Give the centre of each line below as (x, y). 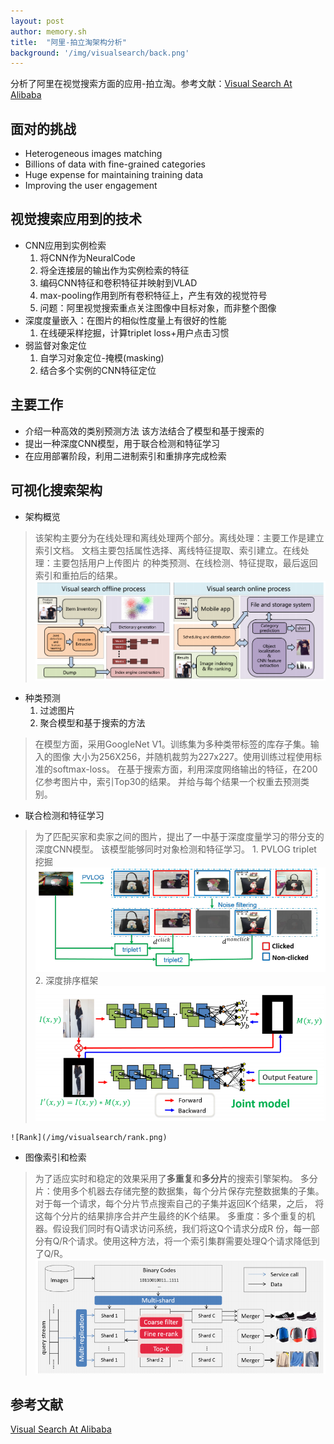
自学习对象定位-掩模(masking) (102, 357)
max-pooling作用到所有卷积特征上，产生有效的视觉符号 (153, 295)
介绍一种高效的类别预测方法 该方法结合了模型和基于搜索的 (144, 431)
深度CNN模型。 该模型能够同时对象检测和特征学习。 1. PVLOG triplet (175, 849)
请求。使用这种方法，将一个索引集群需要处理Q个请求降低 (194, 1241)
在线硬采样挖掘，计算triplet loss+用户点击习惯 (134, 332)
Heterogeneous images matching (93, 154)
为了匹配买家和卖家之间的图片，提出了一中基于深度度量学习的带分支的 (179, 836)
